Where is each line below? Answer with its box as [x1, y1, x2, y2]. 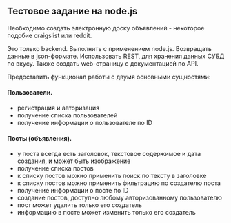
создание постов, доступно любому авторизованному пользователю [17, 193, 222, 202]
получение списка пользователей [17, 111, 118, 119]
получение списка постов [17, 164, 94, 173]
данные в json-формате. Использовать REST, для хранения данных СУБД [7, 52, 225, 60]
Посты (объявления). [7, 134, 72, 142]
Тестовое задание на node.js [7, 6, 138, 17]
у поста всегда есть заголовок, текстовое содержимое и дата [17, 150, 201, 158]
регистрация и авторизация [17, 104, 100, 113]
